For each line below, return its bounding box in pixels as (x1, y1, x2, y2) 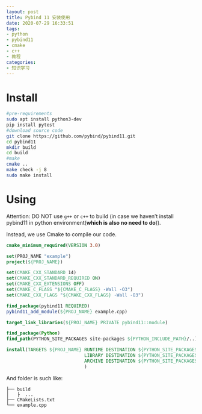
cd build (6, 150, 28, 156)
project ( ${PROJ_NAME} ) (6, 259, 63, 265)
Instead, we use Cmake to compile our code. (6, 230, 117, 238)
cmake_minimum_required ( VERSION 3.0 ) (6, 242, 101, 248)
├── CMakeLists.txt (6, 397, 55, 403)
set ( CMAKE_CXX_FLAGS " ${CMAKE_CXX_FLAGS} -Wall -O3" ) (6, 292, 144, 298)
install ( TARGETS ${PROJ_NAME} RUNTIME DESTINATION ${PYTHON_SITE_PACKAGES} (6, 347, 200, 353)
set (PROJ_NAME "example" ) (6, 253, 71, 259)
